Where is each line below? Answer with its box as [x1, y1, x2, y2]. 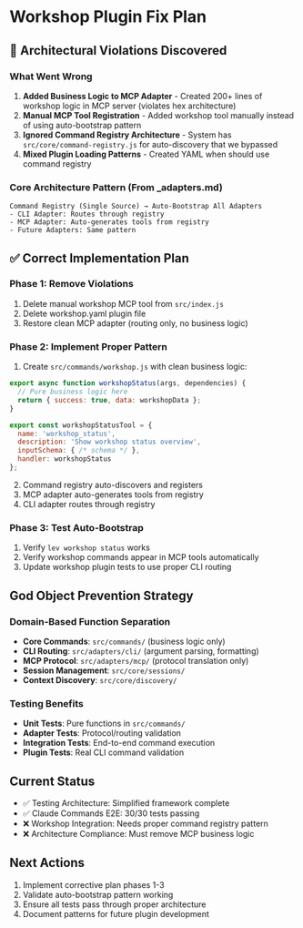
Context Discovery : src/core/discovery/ [22, 674, 177, 685]
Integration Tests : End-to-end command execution [22, 738, 216, 749]
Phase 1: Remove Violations [9, 278, 134, 291]
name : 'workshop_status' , [17, 429, 116, 438]
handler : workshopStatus [17, 454, 112, 464]
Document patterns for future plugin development [22, 908, 209, 919]
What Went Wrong [9, 70, 93, 83]
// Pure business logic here [17, 387, 128, 397]
